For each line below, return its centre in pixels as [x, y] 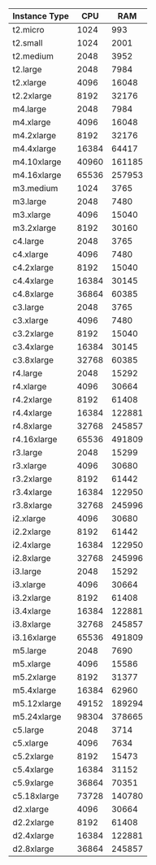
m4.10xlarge [37, 162]
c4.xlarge [30, 254]
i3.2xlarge [32, 598]
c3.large [28, 307]
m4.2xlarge [35, 135]
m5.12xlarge [37, 704]
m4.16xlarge [37, 175]
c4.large [28, 241]
